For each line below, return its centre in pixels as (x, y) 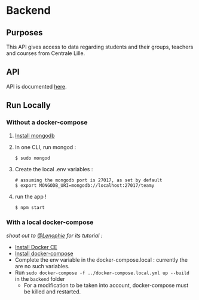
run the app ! (30, 196)
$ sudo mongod (32, 158)
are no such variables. (42, 266)
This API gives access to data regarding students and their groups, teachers (100, 47)
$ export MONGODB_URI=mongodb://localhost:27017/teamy (85, 185)
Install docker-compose (44, 253)
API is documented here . (36, 86)
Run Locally (28, 105)
